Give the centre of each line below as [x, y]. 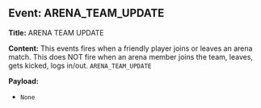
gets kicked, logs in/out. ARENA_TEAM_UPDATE [80, 65]
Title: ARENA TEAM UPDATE [56, 32]
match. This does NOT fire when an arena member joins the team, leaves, [130, 56]
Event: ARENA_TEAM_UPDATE [86, 13]
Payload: [23, 81]
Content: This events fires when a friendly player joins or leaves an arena [130, 48]
